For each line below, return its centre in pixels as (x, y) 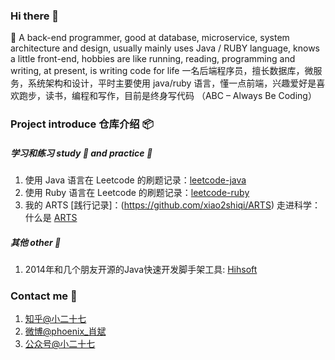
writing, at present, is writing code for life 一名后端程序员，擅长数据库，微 (162, 71)
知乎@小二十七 (55, 319)
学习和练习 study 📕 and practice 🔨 (81, 153)
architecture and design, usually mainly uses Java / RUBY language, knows (165, 48)
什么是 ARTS (51, 218)
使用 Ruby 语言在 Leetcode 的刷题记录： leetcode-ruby (137, 193)
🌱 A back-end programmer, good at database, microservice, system (150, 38)
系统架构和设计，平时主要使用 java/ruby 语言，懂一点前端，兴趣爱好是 (172, 83)
